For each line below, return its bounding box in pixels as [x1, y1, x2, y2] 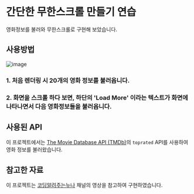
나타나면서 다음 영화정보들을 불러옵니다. [6, 102, 112, 110]
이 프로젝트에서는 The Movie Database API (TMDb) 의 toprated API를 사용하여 [6, 139, 189, 146]
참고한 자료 [6, 165, 44, 175]
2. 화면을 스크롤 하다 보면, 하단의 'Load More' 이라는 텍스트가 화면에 [6, 93, 189, 101]
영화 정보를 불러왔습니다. [6, 146, 63, 153]
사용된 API [6, 122, 43, 132]
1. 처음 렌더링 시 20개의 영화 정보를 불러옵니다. [6, 76, 130, 84]
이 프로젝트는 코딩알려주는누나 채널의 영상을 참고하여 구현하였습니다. [6, 182, 163, 189]
